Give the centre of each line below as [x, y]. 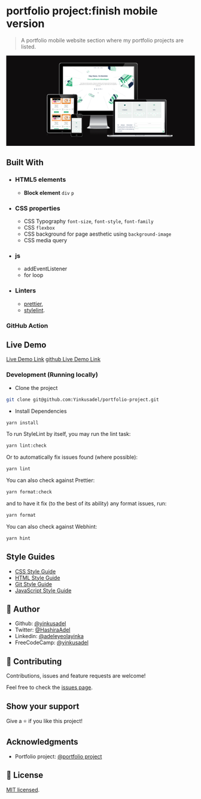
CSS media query [45, 240]
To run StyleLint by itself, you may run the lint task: [68, 434]
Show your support [43, 706]
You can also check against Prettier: [51, 480]
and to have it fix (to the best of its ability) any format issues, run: [86, 504]
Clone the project [36, 388]
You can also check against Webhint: [52, 526]
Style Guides [31, 557]
